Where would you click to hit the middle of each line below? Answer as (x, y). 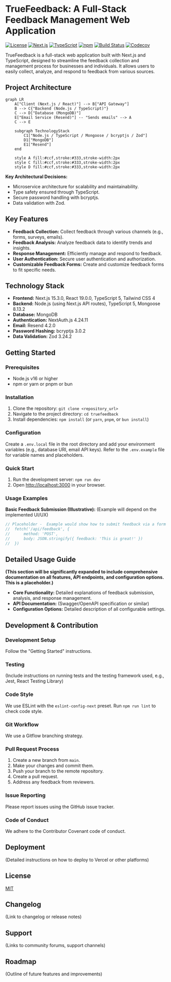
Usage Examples (27, 498)
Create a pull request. (36, 777)
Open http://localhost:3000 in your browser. (59, 485)
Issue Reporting (26, 795)
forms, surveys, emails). (38, 237)
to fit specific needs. (34, 270)
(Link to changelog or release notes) (44, 917)
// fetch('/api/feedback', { (38, 529)
